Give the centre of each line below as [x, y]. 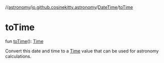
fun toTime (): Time [24, 41]
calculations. [18, 56]
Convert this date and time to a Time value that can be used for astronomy [82, 51]
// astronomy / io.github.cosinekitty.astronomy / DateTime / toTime [69, 7]
